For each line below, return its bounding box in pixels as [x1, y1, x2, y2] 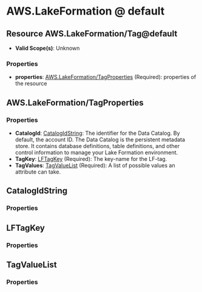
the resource [15, 80, 47, 87]
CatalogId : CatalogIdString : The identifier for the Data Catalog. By [15, 129, 180, 137]
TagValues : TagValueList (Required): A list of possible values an [15, 161, 175, 169]
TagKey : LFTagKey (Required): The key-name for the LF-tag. [15, 155, 167, 162]
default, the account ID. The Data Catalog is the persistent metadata [15, 135, 186, 143]
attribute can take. [15, 168, 61, 175]
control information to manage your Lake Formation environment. [15, 149, 178, 156]
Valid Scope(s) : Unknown [15, 44, 80, 52]
